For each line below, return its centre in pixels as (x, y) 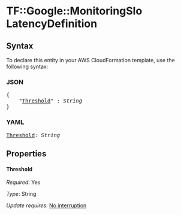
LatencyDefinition (52, 24)
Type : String (21, 194)
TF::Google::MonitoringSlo (74, 11)
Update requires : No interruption (46, 205)
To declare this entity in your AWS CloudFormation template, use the (90, 60)
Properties (26, 154)
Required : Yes (23, 182)
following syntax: (27, 66)
